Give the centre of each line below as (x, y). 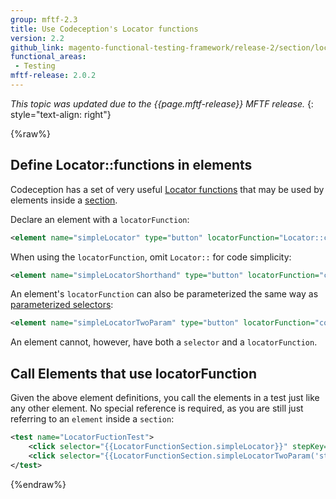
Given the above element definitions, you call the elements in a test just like (165, 398)
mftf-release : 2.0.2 (53, 76)
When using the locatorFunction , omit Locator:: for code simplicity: (151, 257)
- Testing (35, 66)
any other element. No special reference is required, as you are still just (157, 408)
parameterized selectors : (62, 305)
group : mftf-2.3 (44, 19)
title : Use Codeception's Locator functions (104, 29)
